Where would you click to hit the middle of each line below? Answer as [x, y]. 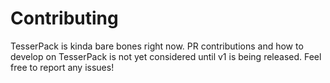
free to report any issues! [62, 67]
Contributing [64, 18]
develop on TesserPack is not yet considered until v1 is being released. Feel [166, 56]
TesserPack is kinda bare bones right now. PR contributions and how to [157, 46]
